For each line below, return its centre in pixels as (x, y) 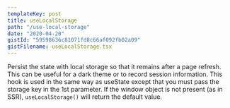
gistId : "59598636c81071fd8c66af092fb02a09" (74, 40)
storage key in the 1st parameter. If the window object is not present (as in (115, 89)
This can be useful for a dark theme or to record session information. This (115, 74)
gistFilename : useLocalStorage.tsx (60, 47)
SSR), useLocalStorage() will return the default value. (85, 97)
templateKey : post (34, 14)
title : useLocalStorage (42, 20)
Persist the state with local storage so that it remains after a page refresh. (114, 67)
